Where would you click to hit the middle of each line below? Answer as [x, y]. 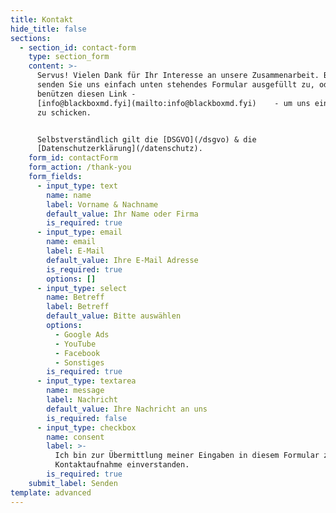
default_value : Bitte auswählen [114, 316]
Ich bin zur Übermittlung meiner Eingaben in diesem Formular [187, 456]
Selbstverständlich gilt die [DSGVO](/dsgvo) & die [146, 139]
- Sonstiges [79, 362]
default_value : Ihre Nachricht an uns [127, 409]
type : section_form [69, 57]
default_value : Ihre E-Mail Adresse [122, 260]
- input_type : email [79, 232]
